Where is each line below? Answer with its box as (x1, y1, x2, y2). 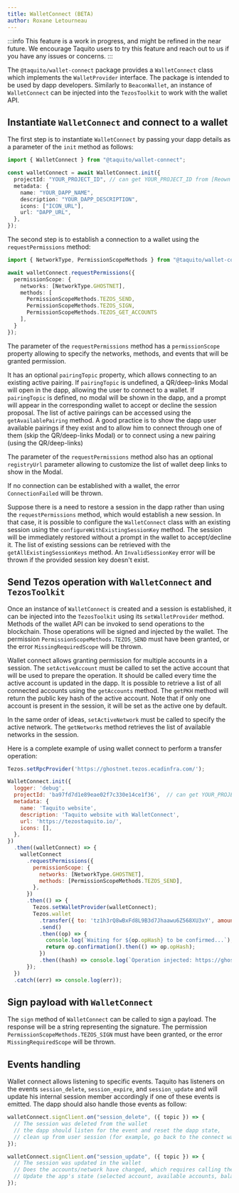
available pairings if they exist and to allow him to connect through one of (7, 423, 223, 432)
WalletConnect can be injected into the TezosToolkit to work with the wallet (7, 88, 228, 97)
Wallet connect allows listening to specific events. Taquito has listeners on (7, 1077, 225, 1086)
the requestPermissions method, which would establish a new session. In (7, 510, 221, 519)
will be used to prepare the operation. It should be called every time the (7, 671, 217, 679)
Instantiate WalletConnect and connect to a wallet (7, 116, 228, 128)
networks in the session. (7, 730, 80, 738)
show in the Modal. (7, 467, 63, 476)
